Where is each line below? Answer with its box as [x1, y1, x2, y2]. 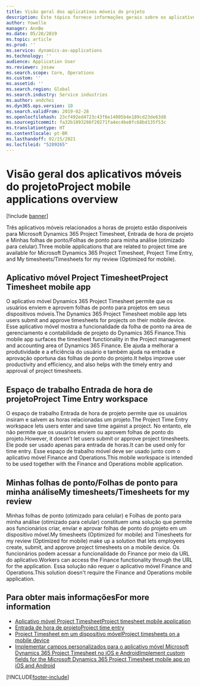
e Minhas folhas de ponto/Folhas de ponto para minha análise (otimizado [6, 236, 185, 244]
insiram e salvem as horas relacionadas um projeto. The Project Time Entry [6, 416, 189, 423]
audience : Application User [6, 58, 76, 64]
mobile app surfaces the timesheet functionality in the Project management [6, 336, 191, 343]
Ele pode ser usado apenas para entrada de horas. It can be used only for [6, 441, 186, 448]
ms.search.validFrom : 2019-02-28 [6, 108, 89, 114]
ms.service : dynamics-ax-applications [6, 48, 102, 54]
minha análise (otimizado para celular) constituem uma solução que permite [6, 519, 192, 525]
